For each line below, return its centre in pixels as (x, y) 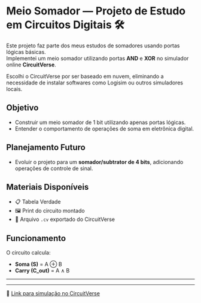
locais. (14, 89)
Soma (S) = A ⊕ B (38, 264)
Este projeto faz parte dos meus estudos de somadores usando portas (93, 46)
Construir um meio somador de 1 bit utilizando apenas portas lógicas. (100, 122)
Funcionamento (36, 238)
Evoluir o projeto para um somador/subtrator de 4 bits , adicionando (99, 162)
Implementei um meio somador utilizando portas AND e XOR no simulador (98, 58)
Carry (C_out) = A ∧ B (42, 271)
